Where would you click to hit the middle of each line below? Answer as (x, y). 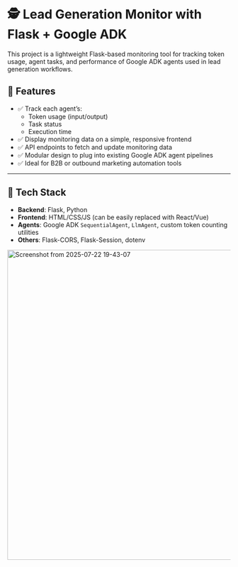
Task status (45, 124)
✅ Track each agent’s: (50, 109)
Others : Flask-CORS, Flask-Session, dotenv (81, 240)
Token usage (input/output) (68, 116)
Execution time (50, 131)
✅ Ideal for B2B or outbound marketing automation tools (100, 163)
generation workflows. (40, 69)
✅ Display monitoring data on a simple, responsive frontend (104, 139)
